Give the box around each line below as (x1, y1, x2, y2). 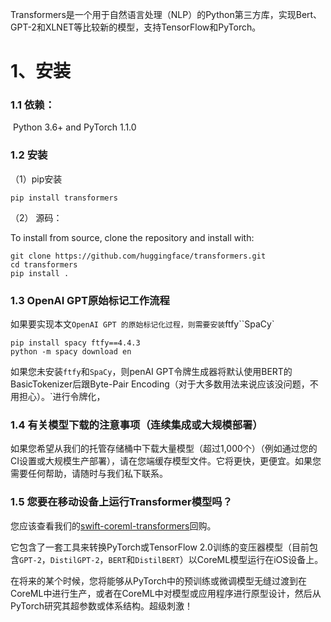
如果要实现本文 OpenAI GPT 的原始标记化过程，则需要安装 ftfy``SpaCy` (10, 318, 275, 330)
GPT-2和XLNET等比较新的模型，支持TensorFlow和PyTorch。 (10, 21, 262, 33)
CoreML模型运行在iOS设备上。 (196, 553, 324, 565)
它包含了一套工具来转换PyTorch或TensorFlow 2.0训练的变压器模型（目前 (10, 541, 310, 553)
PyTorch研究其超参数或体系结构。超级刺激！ (10, 599, 193, 612)
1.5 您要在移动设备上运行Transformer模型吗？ (10, 495, 233, 509)
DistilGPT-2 (49, 555, 100, 565)
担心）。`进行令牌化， (18, 391, 106, 403)
